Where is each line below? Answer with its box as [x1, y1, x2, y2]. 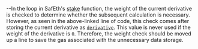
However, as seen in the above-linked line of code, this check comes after [6, 18, 190, 24]
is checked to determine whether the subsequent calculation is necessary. [6, 11, 190, 18]
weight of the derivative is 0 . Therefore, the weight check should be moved [6, 30, 192, 37]
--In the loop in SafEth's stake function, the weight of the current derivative [6, 5, 192, 12]
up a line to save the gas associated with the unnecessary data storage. [6, 37, 184, 43]
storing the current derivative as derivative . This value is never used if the [6, 24, 191, 31]
